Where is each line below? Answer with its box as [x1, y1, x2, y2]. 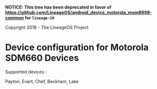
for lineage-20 [24, 15, 55, 20]
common [5, 15, 24, 20]
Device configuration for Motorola [5, 42, 149, 53]
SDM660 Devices [5, 52, 79, 64]
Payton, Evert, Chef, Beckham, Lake [5, 78, 79, 84]
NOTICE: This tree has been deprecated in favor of [5, 4, 112, 10]
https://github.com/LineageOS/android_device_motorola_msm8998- [5, 9, 152, 15]
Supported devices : [5, 69, 47, 75]
